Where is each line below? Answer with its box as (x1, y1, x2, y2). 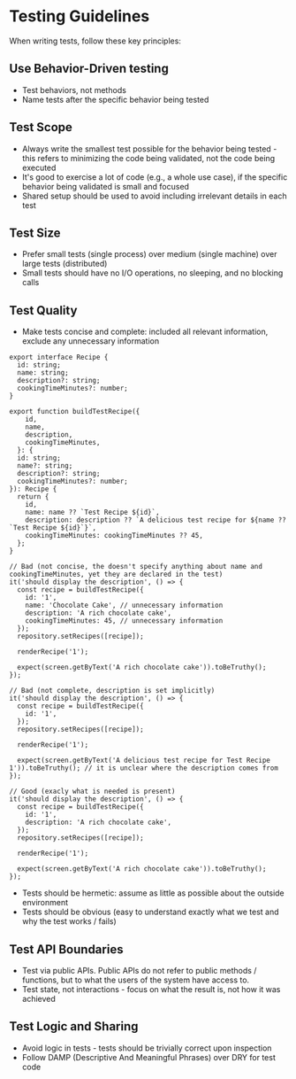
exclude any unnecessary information (21, 336, 160, 346)
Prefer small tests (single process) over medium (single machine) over (21, 249, 277, 260)
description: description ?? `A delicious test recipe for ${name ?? (25, 516, 287, 524)
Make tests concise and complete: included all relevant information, (21, 326, 269, 338)
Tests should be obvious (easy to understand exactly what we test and (21, 906, 280, 918)
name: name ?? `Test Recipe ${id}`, (25, 508, 161, 517)
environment (21, 897, 69, 908)
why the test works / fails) (21, 916, 117, 927)
